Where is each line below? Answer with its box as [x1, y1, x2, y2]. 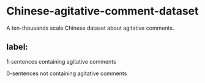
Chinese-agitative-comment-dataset [6, 4, 199, 18]
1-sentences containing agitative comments [6, 58, 116, 65]
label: [6, 42, 29, 52]
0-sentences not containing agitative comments [6, 70, 127, 77]
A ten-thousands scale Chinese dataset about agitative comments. [6, 24, 174, 32]
